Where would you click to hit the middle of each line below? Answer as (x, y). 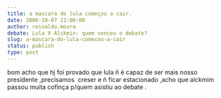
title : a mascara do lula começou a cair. (69, 14)
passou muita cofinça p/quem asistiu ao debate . (77, 87)
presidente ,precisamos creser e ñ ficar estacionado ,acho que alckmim (110, 79)
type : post (23, 53)
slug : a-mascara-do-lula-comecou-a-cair (67, 40)
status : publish (31, 46)
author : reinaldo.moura (42, 26)
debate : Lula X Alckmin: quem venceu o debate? (77, 33)
